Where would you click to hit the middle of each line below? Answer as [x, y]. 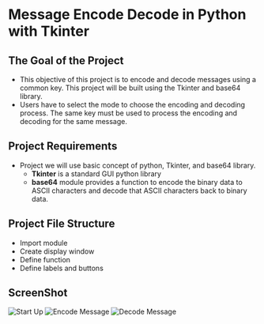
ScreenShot [38, 293]
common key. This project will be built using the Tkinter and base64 [130, 88]
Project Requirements [63, 147]
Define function [45, 259]
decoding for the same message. [74, 121]
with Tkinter [49, 31]
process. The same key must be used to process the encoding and [128, 113]
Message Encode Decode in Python [127, 15]
